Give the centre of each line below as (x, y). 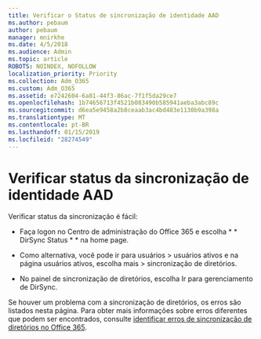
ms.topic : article (38, 60)
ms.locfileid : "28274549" (50, 139)
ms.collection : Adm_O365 (49, 81)
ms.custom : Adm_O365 (42, 88)
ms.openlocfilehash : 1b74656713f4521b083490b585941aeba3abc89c (114, 103)
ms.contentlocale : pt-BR (49, 125)
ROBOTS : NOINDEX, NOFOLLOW (52, 67)
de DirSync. (38, 287)
